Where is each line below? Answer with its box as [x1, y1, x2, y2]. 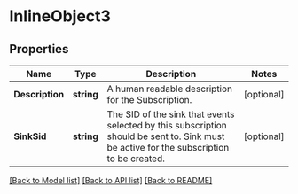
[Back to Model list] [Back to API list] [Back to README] [9, 175, 213, 185]
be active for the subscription [106, 142, 230, 153]
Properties [9, 42, 69, 57]
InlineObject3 [9, 6, 111, 27]
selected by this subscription [106, 120, 228, 131]
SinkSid [13, 130, 47, 143]
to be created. [106, 152, 166, 165]
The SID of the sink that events [106, 108, 235, 120]
